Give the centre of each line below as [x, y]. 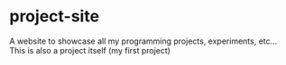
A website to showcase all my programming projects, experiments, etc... [143, 41]
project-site [55, 16]
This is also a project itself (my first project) [90, 50]
